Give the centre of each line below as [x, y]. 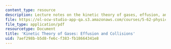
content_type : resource [31, 10]
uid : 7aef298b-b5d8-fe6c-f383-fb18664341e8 [52, 39]
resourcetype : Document [31, 29]
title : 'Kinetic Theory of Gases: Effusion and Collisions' [70, 34]
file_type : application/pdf [35, 24]
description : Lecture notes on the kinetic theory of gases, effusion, [83, 15]
